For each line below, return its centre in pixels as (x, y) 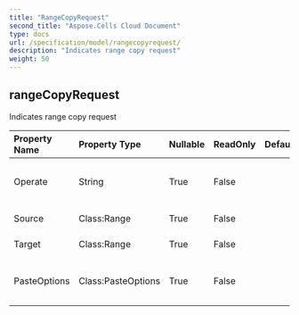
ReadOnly (234, 144)
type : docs (29, 34)
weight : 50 (29, 59)
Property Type (110, 144)
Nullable (187, 144)
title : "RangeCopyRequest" (59, 17)
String (91, 181)
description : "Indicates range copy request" (95, 51)
